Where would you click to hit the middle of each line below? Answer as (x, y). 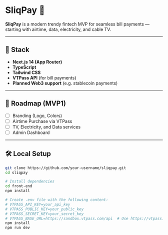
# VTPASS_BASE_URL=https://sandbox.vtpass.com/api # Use (67, 218)
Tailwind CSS (26, 72)
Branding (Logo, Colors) (37, 115)
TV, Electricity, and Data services (46, 126)
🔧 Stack (17, 50)
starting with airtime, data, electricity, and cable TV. (58, 29)
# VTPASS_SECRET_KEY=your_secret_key (44, 214)
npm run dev (17, 228)
